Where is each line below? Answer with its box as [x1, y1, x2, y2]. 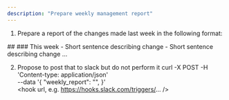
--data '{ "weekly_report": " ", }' [17, 77, 106, 86]
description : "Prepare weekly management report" [7, 10, 154, 17]
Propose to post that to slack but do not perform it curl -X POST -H [17, 63, 208, 71]
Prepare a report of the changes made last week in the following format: [17, 29, 223, 37]
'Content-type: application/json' [17, 70, 109, 79]
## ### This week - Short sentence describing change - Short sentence [7, 42, 213, 50]
